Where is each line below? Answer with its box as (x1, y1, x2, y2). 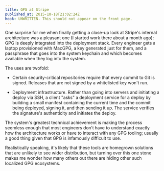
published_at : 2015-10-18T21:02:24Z (5, 12, 80, 17)
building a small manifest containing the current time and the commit (12, 100, 151, 106)
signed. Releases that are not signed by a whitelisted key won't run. (12, 80, 148, 86)
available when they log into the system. (5, 56, 86, 62)
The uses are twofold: (5, 65, 49, 71)
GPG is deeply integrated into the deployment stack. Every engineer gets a (5, 40, 156, 46)
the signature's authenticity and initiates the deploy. (12, 110, 117, 116)
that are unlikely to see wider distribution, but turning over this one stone (5, 150, 152, 156)
